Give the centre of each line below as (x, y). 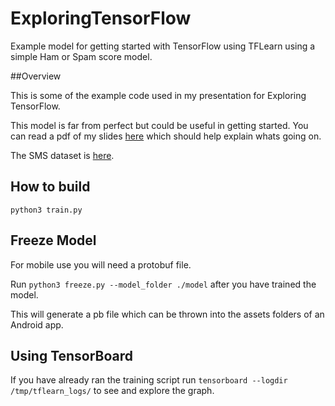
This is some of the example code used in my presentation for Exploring (158, 95)
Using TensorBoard (72, 355)
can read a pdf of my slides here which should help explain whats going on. (166, 136)
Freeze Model (53, 240)
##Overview (36, 76)
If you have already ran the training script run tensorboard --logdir (149, 380)
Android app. (37, 324)
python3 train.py (46, 210)
